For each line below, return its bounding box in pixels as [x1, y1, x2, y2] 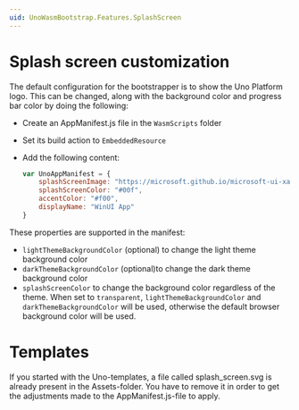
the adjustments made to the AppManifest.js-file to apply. [9, 390, 220, 401]
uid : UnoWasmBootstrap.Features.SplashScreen [9, 13, 181, 22]
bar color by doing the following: [9, 100, 129, 111]
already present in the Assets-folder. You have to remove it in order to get [9, 381, 279, 391]
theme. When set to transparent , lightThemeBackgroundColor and [21, 291, 262, 302]
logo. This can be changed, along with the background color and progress [9, 90, 283, 101]
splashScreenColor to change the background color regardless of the [21, 282, 276, 293]
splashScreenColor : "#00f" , [38, 186, 143, 195]
